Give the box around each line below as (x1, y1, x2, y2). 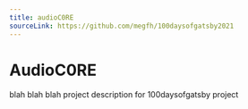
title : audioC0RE (9, 13, 74, 22)
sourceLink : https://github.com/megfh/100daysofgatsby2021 (9, 21, 235, 30)
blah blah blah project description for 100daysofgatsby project (9, 89, 239, 100)
